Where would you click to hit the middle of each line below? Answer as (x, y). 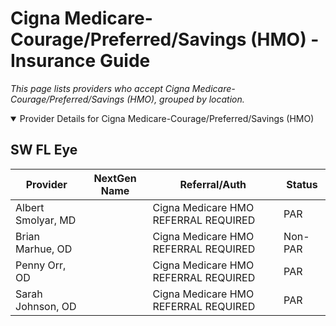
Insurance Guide (80, 61)
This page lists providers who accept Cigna (100, 88)
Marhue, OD (44, 249)
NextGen (115, 178)
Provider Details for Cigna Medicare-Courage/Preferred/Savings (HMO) (167, 118)
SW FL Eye (44, 150)
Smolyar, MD (46, 220)
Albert (30, 207)
